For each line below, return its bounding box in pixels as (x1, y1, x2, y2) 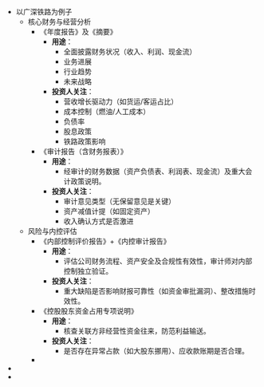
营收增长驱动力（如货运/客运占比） (63, 97, 179, 106)
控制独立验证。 (63, 267, 113, 275)
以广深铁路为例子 (15, 7, 73, 16)
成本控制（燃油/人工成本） (63, 107, 151, 116)
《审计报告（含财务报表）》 (39, 147, 128, 156)
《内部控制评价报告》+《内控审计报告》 (39, 236, 171, 246)
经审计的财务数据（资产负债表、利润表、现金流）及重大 (63, 167, 246, 176)
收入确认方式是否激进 (63, 216, 134, 226)
